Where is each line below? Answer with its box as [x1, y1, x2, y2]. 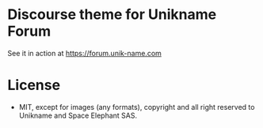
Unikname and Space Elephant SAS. [18, 111, 138, 120]
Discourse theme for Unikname [7, 6, 217, 24]
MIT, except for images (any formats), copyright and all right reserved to [18, 102, 255, 111]
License [7, 77, 61, 94]
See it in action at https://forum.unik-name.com [7, 48, 162, 58]
